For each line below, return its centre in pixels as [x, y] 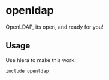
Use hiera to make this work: [41, 60]
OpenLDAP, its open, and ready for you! [54, 27]
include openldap [27, 71]
